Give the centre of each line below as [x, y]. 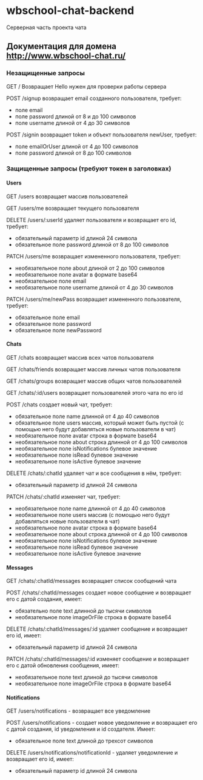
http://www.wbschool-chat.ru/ [66, 56]
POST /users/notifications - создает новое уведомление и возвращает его [102, 723]
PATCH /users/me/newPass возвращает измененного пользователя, [94, 299]
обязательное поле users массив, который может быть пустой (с [99, 423]
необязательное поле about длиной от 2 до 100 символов [90, 268]
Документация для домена [62, 46]
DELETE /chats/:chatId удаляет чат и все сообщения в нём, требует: [94, 473]
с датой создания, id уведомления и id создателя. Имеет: [81, 729]
